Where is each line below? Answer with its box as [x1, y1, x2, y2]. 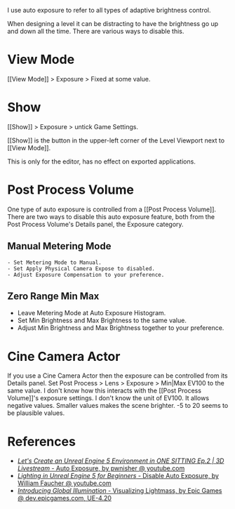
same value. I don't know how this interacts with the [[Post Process [7, 386, 202, 395]
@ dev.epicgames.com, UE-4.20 [17, 494, 112, 503]
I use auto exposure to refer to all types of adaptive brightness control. [7, 6, 212, 14]
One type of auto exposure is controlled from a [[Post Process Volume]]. [7, 205, 216, 213]
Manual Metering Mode [7, 240, 112, 252]
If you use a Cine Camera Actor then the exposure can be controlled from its [7, 371, 228, 380]
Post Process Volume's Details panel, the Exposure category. [7, 220, 184, 228]
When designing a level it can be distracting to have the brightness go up [7, 20, 219, 27]
